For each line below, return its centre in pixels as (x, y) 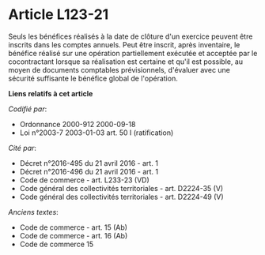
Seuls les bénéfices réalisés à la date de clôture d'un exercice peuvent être (131, 36)
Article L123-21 (59, 15)
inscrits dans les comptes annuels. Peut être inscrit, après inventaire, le (124, 44)
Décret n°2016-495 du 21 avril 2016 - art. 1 (89, 163)
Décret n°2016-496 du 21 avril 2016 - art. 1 (89, 171)
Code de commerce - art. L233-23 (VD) (85, 180)
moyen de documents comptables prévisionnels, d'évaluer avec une (119, 69)
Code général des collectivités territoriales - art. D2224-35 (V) (121, 188)
